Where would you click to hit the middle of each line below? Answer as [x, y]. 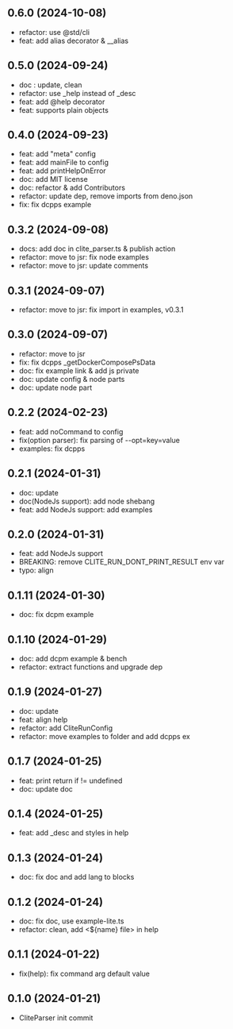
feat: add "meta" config [57, 154]
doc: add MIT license [53, 179]
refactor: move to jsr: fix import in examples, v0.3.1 [101, 310]
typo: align [36, 570]
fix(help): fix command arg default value [84, 973]
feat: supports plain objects [63, 110]
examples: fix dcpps [52, 449]
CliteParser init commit [56, 1017]
